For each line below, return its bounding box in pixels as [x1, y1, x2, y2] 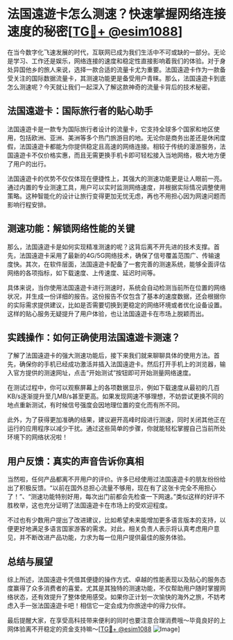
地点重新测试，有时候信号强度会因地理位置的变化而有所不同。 [7, 401, 184, 409]
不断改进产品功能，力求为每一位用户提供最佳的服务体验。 [25, 533, 189, 542]
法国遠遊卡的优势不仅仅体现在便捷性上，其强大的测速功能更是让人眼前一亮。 [7, 174, 226, 183]
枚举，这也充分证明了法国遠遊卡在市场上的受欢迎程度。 [12, 501, 171, 509]
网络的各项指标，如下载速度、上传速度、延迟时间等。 [7, 268, 159, 277]
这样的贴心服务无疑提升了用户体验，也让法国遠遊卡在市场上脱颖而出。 [7, 309, 208, 318]
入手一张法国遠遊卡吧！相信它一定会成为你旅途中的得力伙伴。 [12, 602, 189, 609]
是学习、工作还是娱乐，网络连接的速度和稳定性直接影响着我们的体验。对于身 [7, 56, 226, 65]
